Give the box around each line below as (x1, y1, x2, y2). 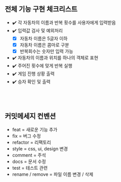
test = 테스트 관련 (12, 165, 48, 171)
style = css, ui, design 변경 (12, 145, 68, 152)
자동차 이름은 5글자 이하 (19, 35, 68, 41)
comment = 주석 (12, 152, 46, 158)
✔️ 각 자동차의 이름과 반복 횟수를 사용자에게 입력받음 (12, 19, 116, 26)
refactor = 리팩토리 (12, 139, 52, 145)
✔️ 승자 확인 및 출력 (12, 79, 51, 84)
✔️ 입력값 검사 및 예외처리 (12, 27, 63, 33)
